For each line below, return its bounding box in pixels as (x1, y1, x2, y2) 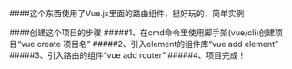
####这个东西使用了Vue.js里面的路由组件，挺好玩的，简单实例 (9, 8, 245, 18)
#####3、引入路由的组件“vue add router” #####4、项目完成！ (9, 50, 247, 61)
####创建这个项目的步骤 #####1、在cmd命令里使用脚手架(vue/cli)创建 (9, 27, 276, 38)
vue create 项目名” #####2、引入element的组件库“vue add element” (21, 39, 279, 49)
